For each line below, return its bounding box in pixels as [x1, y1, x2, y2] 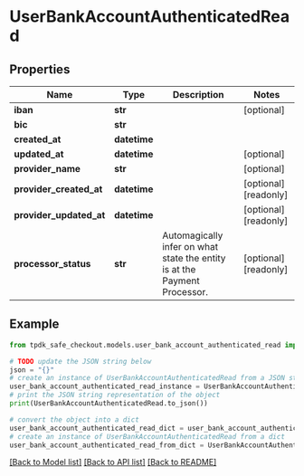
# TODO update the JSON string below [9, 357, 152, 366]
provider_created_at [14, 183, 103, 195]
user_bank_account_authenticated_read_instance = [9, 382, 201, 391]
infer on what [162, 241, 219, 252]
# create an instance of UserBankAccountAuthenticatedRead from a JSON [9, 374, 285, 383]
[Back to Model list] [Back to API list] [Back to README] [9, 457, 217, 468]
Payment [162, 274, 201, 287]
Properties [9, 62, 71, 77]
